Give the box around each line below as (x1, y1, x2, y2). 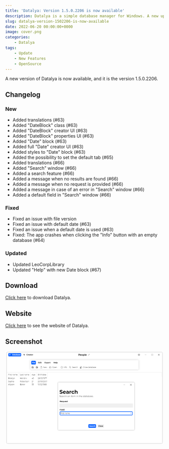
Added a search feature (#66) (12, 170, 74, 176)
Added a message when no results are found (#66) (12, 176, 119, 182)
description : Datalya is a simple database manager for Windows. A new (5, 13, 158, 19)
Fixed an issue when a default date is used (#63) (12, 227, 114, 233)
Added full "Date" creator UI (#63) (12, 144, 84, 150)
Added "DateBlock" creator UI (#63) (12, 127, 88, 134)
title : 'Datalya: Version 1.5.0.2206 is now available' (5, 8, 125, 13)
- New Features (14, 56, 46, 61)
